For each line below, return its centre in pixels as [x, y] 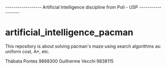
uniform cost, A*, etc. [27, 51]
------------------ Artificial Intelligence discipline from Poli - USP [72, 7]
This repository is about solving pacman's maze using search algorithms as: [83, 46]
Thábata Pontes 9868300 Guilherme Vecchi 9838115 [59, 61]
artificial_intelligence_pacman [69, 33]
